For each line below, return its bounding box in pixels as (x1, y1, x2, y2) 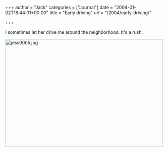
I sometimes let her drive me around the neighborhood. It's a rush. (5, 29, 143, 35)
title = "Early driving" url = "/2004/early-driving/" (49, 10, 152, 16)
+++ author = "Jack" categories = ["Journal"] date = (5, 5, 114, 10)
